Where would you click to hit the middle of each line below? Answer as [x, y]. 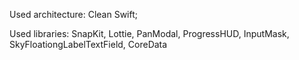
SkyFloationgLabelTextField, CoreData [88, 44]
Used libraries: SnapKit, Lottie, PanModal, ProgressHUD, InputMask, [149, 33]
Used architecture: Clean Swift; [74, 14]
